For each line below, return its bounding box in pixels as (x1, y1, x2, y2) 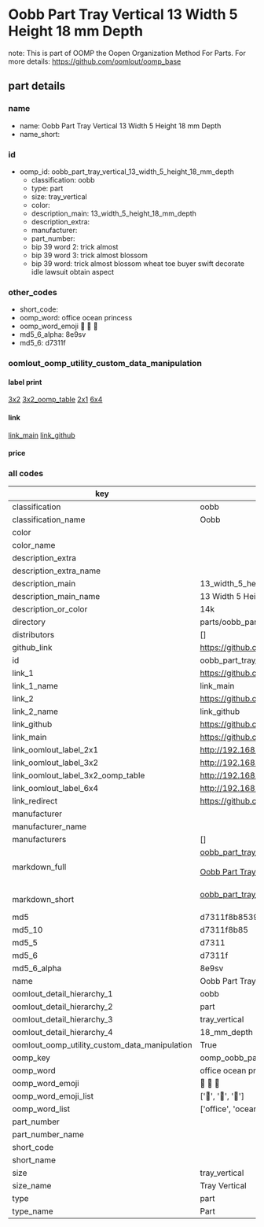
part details (8, 79, 66, 93)
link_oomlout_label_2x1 (12, 745, 99, 756)
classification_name (12, 514, 86, 525)
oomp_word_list (12, 1103, 71, 1114)
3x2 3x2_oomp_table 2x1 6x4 (8, 395, 103, 405)
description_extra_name (12, 565, 101, 576)
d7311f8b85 (200, 925, 249, 936)
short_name (12, 1155, 57, 1166)
